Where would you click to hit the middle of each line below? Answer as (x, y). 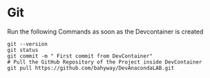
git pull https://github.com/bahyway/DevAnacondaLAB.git (91, 68)
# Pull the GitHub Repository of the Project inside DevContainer (105, 62)
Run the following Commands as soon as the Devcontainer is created (105, 31)
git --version (28, 44)
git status (23, 50)
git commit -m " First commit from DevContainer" (80, 56)
